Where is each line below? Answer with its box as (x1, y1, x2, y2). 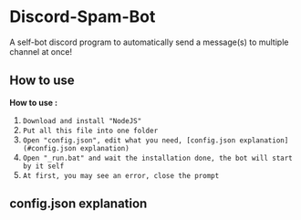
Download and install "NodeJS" (22, 116, 142, 125)
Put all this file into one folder (22, 126, 159, 135)
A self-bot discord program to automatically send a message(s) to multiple (9, 37, 289, 47)
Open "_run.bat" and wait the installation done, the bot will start (22, 153, 294, 162)
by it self (22, 162, 65, 171)
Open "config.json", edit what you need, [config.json (22, 135, 236, 145)
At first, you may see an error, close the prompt (22, 171, 220, 180)
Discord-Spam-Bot (9, 6, 156, 27)
